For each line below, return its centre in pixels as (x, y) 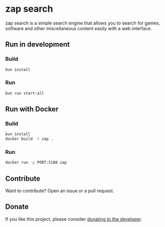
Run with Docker (32, 109)
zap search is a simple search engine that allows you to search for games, (83, 23)
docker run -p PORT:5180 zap (36, 163)
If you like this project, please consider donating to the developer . (74, 219)
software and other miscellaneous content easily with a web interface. (79, 28)
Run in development (38, 45)
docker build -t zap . (29, 139)
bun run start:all (25, 93)
